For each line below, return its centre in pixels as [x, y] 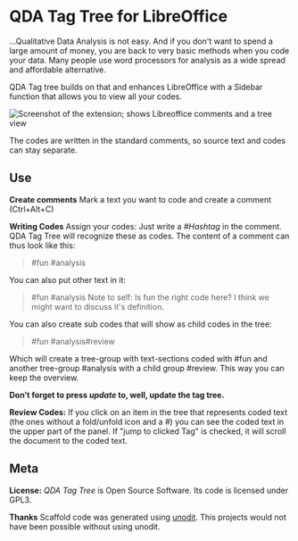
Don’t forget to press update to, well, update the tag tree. [117, 395]
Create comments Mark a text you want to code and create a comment [141, 199]
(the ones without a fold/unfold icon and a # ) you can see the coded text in [147, 421]
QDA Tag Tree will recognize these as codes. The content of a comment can [149, 236]
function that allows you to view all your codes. [96, 96]
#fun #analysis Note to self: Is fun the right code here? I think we [150, 297]
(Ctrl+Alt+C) [32, 209]
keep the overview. [44, 378]
